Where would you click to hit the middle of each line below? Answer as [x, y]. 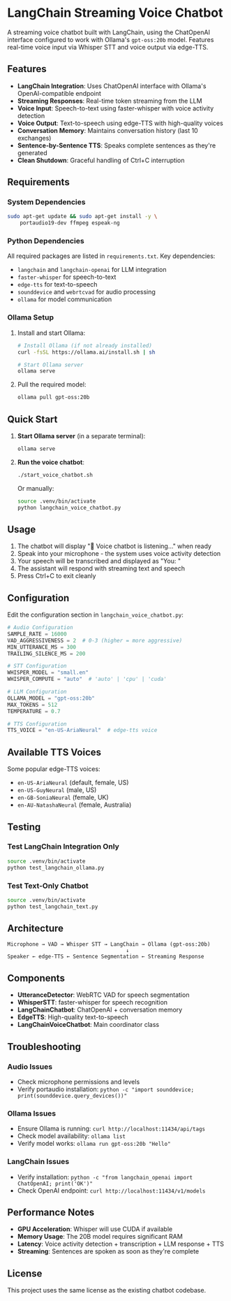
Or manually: [36, 488]
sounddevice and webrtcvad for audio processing [86, 292]
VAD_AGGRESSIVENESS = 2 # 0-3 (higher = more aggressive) [95, 640]
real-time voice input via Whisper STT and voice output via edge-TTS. [108, 47]
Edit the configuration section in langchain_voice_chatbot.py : [95, 615]
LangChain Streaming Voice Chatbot [115, 13]
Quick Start [32, 419]
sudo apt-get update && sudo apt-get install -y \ [82, 217]
